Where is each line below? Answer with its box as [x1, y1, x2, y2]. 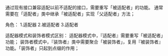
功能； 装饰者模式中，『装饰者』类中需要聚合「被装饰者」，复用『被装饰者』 [5, 39, 163, 45]
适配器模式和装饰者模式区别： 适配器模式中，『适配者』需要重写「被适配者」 [5, 33, 165, 38]
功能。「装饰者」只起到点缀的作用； [5, 45, 79, 51]
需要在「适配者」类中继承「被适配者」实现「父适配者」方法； [5, 11, 135, 17]
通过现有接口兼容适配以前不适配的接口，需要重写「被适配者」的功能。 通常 [5, 5, 163, 10]
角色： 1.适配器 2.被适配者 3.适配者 [5, 22, 79, 27]
